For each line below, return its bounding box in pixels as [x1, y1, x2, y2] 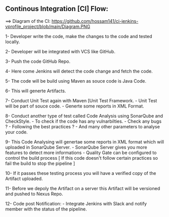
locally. [5, 39, 20, 45]
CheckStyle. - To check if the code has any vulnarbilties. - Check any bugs [5, 118, 162, 124]
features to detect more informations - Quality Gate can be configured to [5, 150, 157, 156]
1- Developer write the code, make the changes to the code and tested [5, 33, 153, 39]
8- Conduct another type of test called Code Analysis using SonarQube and [5, 113, 163, 119]
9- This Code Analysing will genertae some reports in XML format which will [5, 138, 164, 144]
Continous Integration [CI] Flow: [5, 5, 109, 13]
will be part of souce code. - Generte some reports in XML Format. [5, 103, 144, 109]
